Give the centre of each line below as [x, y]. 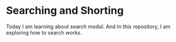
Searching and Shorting [65, 11]
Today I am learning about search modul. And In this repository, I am [88, 26]
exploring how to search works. [44, 32]
